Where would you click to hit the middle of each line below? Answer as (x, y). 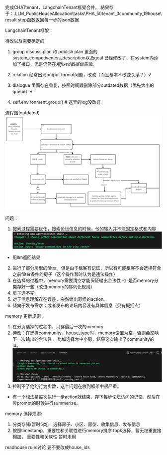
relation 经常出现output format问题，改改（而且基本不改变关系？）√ (82, 75)
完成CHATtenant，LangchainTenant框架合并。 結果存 (59, 7)
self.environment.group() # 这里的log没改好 (56, 102)
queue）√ (23, 92)
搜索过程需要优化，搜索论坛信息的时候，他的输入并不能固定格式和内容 (84, 229)
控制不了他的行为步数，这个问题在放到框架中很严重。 (67, 386)
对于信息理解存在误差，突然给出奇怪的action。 (60, 299)
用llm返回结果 (26, 257)
